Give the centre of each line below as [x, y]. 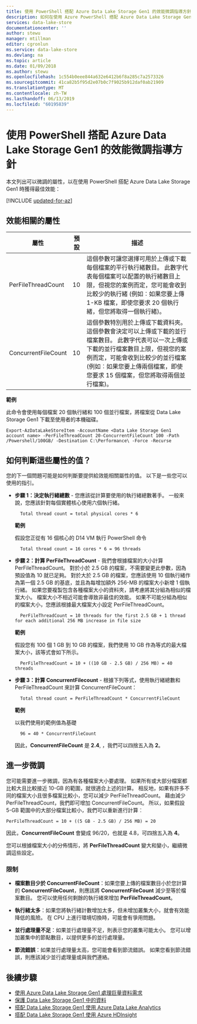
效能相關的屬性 [33, 221]
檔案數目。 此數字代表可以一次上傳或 [137, 340]
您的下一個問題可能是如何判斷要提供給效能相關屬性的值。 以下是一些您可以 [97, 476]
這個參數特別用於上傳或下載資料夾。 [136, 323]
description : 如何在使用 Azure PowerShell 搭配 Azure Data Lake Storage [94, 17]
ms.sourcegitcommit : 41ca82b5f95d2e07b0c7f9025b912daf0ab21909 [85, 83]
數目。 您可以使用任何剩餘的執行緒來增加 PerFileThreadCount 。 [98, 898]
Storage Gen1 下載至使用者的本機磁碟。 [54, 419]
